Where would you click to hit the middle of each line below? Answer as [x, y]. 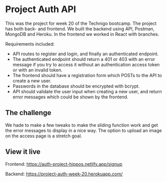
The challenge [28, 113]
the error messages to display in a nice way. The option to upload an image [83, 130]
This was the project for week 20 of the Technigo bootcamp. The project [81, 23]
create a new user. [32, 81]
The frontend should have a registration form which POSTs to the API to [87, 75]
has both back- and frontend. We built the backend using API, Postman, [80, 28]
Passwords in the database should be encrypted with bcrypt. [76, 86]
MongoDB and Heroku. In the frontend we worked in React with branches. [82, 34]
